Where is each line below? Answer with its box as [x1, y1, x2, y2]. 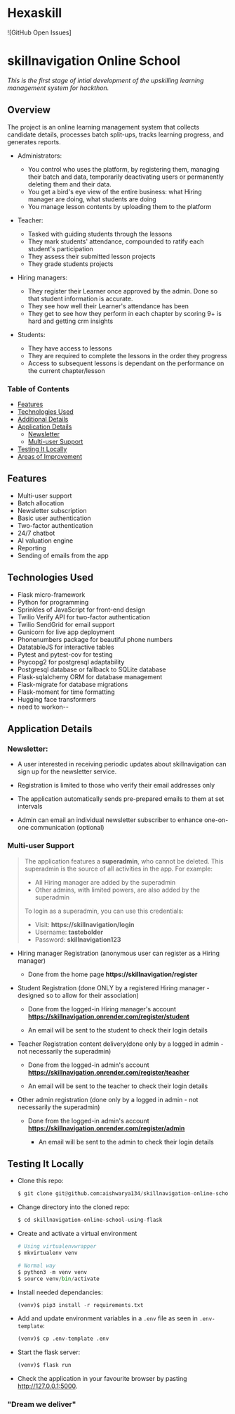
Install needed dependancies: [17, 1288, 103, 1296]
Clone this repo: [17, 1177, 64, 1185]
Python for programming [17, 598, 89, 606]
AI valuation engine [17, 536, 74, 545]
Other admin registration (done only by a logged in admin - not [17, 1095, 199, 1104]
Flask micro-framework [17, 590, 86, 599]
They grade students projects [27, 259, 114, 268]
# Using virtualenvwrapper [17, 1243, 97, 1250]
